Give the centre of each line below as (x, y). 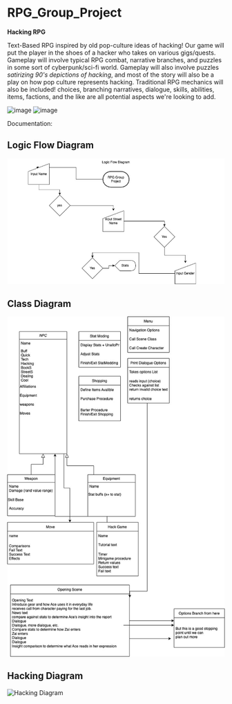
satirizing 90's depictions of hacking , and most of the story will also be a (110, 75)
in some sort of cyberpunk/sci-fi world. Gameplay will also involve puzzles (113, 67)
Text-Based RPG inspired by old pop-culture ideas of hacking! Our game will (116, 45)
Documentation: (30, 123)
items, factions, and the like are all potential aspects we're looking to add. (112, 96)
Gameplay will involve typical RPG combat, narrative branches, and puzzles (115, 59)
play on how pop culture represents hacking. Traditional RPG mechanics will (115, 82)
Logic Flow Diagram (51, 146)
